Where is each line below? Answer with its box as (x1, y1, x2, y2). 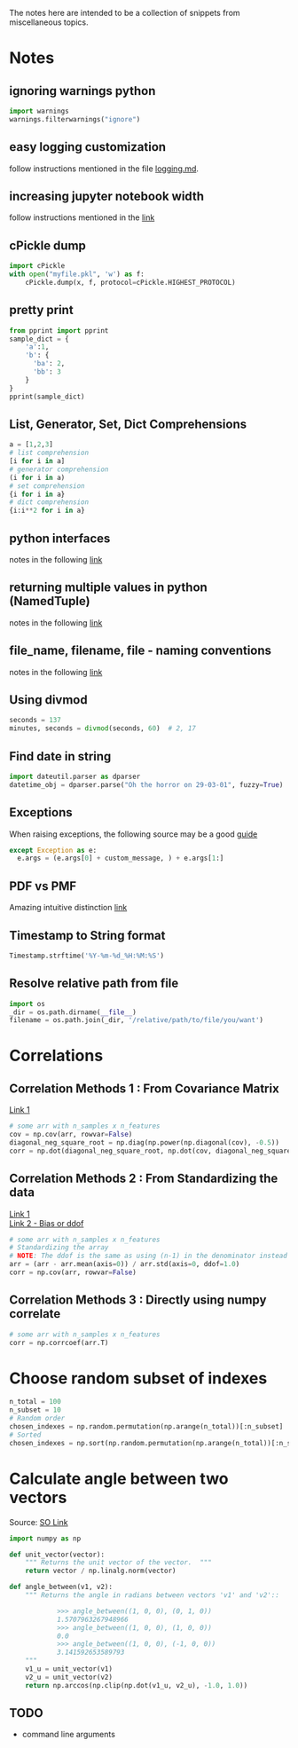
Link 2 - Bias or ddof (9, 1217, 84, 1228)
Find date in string (9, 749, 112, 764)
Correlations (9, 1046, 104, 1066)
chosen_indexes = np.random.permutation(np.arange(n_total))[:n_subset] (9, 1422, 284, 1431)
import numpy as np (9, 1534, 82, 1543)
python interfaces (9, 531, 111, 546)
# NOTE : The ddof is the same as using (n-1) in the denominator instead (9, 1251, 288, 1261)
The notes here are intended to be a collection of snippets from (9, 8, 241, 18)
